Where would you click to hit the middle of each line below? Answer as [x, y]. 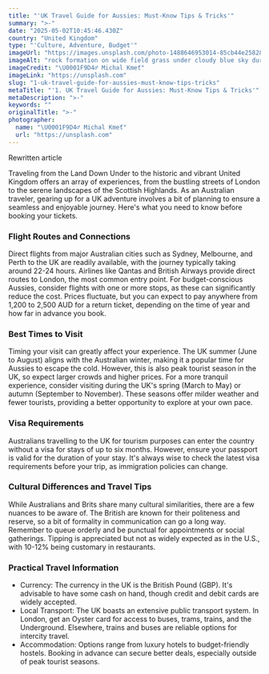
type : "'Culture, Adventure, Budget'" [73, 46]
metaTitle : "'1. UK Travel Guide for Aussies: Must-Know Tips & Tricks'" [134, 90]
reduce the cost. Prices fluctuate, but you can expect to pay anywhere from [133, 296]
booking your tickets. [43, 215]
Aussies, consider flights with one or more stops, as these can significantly [132, 287]
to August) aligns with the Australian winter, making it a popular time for [126, 360]
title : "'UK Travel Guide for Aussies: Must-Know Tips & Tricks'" [121, 16]
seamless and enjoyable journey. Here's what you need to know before [125, 207]
